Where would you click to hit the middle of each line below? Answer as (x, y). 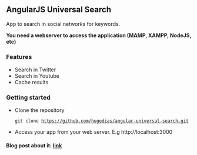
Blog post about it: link (34, 146)
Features (19, 57)
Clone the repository (39, 110)
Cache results (31, 83)
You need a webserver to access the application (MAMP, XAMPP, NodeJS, (99, 35)
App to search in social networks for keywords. (63, 24)
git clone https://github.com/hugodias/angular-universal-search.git (102, 121)
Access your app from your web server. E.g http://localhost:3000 (94, 132)
